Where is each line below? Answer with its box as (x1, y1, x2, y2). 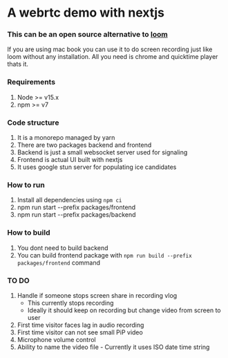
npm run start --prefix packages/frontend (17, 203, 136, 212)
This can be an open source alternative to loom (7, 30, 168, 39)
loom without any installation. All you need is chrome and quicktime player (7, 53, 218, 61)
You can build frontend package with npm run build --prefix (17, 251, 192, 259)
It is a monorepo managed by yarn (17, 134, 115, 142)
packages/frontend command (17, 258, 101, 267)
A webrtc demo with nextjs (7, 5, 164, 21)
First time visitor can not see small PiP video (17, 328, 143, 337)
